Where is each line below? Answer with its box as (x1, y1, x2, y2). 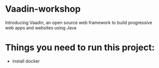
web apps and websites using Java (5, 24, 77, 30)
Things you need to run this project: (5, 42, 155, 53)
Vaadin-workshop (5, 3, 81, 15)
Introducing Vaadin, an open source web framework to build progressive (5, 20, 153, 25)
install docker (12, 58, 40, 64)
